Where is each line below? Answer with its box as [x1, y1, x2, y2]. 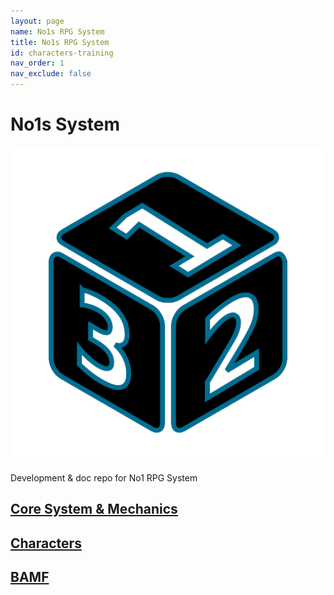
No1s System [10, 113, 121, 136]
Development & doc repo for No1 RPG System [10, 471, 198, 484]
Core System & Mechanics [10, 501, 178, 518]
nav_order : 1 [10, 58, 65, 69]
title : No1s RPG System [10, 37, 110, 47]
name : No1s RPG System [10, 26, 105, 37]
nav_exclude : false [10, 69, 92, 79]
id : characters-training [10, 48, 114, 58]
